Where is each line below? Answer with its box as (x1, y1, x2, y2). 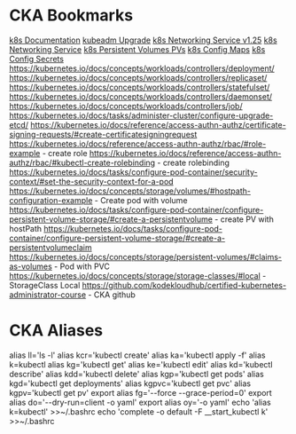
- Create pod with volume (94, 194, 188, 205)
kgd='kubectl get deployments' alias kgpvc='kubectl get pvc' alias (9, 378, 251, 389)
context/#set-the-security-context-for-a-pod (9, 176, 175, 186)
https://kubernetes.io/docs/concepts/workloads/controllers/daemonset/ (9, 91, 273, 102)
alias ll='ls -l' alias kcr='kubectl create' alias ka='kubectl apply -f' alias (9, 350, 266, 360)
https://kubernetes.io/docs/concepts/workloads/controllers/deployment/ (9, 63, 275, 74)
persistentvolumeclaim (9, 241, 92, 253)
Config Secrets (9, 53, 65, 64)
